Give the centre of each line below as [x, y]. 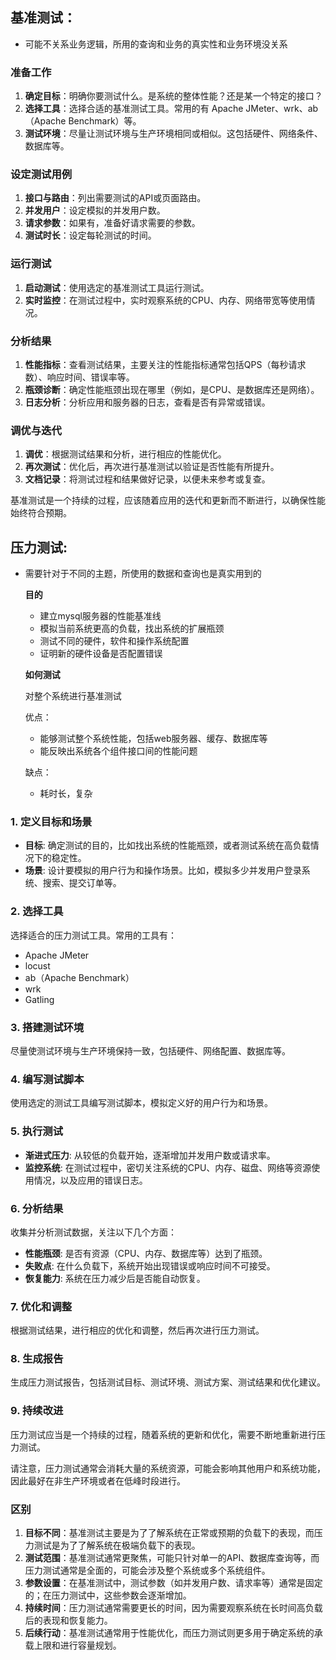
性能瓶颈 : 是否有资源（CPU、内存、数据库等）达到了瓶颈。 [146, 1253]
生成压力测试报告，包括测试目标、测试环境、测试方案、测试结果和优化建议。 [168, 1382]
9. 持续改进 [37, 1411]
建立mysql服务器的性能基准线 [100, 616]
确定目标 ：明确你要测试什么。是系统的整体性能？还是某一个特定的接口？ [173, 96]
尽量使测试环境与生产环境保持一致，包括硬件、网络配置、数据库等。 [150, 1051]
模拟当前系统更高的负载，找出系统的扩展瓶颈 [132, 629]
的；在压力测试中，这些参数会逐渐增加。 [108, 1595]
